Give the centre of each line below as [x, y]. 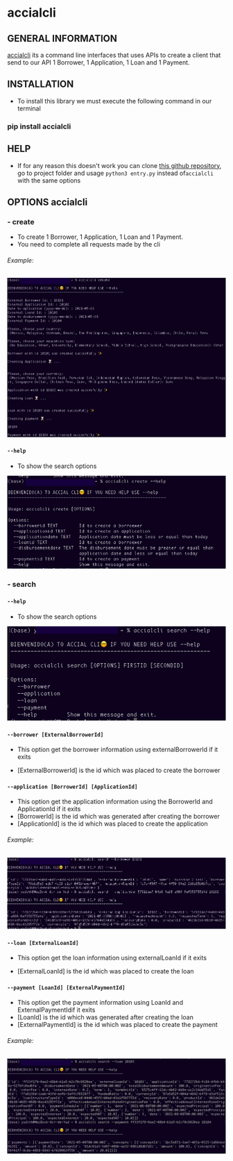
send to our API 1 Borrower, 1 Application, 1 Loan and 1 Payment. [98, 62]
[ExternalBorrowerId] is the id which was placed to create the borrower [119, 770]
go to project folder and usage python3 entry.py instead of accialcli [115, 173]
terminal [29, 108]
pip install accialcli [39, 126]
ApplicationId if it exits [49, 809]
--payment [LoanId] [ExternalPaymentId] [67, 987]
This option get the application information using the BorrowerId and [115, 802]
